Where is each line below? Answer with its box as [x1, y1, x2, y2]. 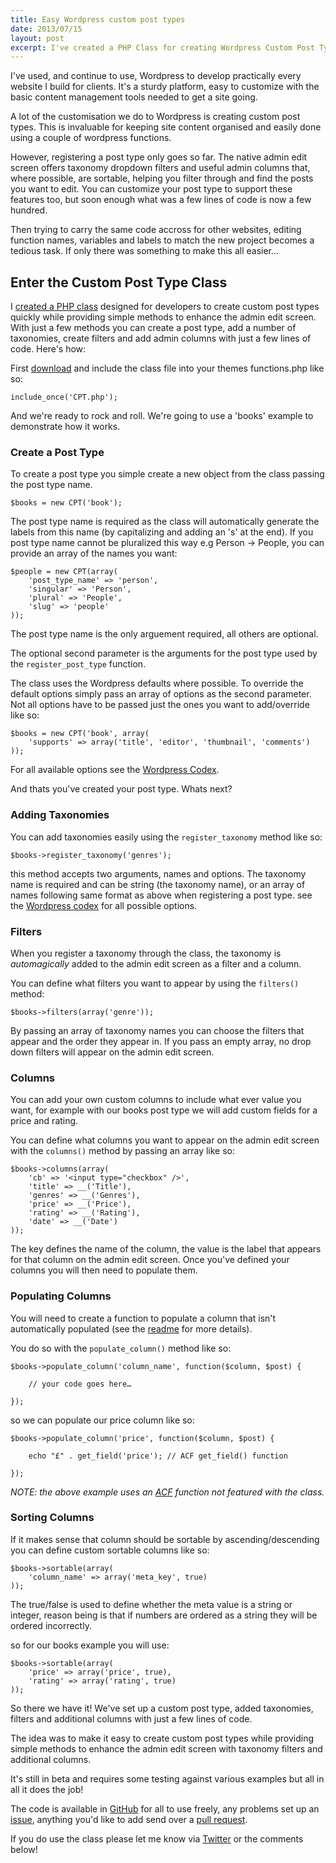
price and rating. [10, 1115, 79, 1127]
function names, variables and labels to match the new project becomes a [10, 234, 315, 246]
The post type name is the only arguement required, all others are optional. [10, 628, 319, 640]
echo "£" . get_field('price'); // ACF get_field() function [28, 1451, 288, 1461]
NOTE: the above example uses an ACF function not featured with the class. [10, 1486, 325, 1498]
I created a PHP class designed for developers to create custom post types [10, 301, 320, 313]
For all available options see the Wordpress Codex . [10, 764, 220, 776]
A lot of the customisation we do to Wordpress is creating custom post [10, 111, 301, 123]
